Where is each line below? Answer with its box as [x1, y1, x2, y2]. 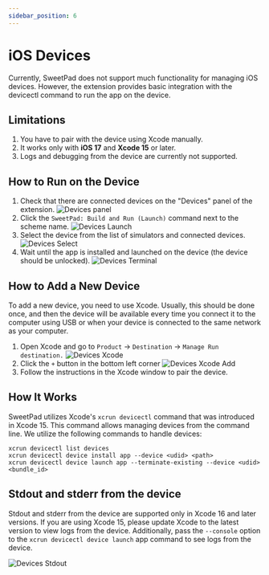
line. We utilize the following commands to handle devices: [8, 429, 202, 438]
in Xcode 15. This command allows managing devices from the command [8, 420, 251, 430]
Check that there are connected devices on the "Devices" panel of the [19, 196, 253, 206]
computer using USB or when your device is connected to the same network [8, 318, 261, 327]
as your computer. [8, 326, 69, 336]
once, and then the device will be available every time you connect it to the [8, 309, 256, 318]
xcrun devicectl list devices [8, 444, 110, 452]
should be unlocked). [19, 256, 91, 266]
